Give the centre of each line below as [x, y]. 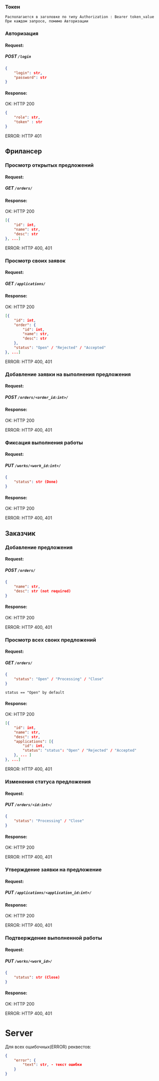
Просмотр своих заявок [35, 261]
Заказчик [20, 533]
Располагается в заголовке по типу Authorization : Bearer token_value [79, 17]
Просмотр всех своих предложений [51, 639]
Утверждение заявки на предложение [53, 870]
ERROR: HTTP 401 [23, 136]
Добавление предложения [39, 547]
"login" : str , [28, 73]
